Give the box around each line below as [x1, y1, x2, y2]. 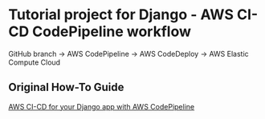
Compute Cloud [8, 58, 61, 67]
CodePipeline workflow [31, 22, 191, 41]
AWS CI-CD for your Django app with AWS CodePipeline [8, 101, 195, 111]
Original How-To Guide [8, 81, 124, 94]
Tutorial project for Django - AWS [8, 6, 234, 24]
